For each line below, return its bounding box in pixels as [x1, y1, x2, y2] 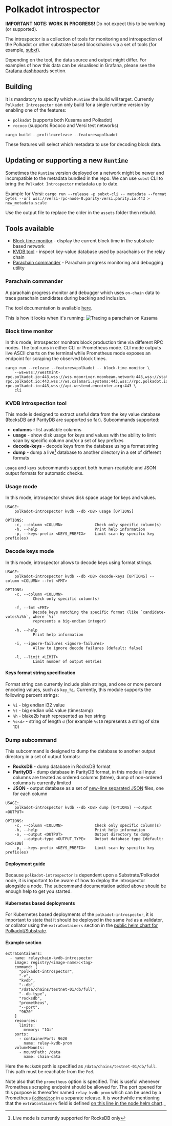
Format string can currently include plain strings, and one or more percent [5, 681, 162, 687]
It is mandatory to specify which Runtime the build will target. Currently [5, 96, 154, 102]
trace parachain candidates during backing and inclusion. [5, 295, 127, 301]
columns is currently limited [12, 780, 72, 786]
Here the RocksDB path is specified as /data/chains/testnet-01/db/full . [5, 1063, 157, 1069]
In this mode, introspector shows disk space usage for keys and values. [5, 494, 156, 501]
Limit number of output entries [32, 659, 102, 664]
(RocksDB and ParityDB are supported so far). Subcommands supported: [5, 416, 160, 423]
